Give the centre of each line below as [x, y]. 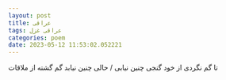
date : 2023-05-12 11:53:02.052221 [65, 45]
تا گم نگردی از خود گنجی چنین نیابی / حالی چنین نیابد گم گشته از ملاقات [113, 67]
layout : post [30, 15]
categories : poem [37, 38]
